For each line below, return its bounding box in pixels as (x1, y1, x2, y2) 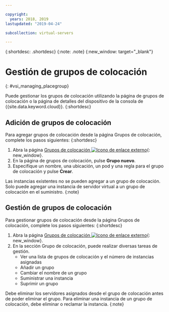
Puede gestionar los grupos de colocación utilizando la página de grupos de (5, 93, 164, 99)
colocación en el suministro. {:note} (5, 189, 79, 195)
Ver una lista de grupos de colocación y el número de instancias (20, 253, 154, 259)
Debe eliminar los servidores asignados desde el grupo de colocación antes (5, 290, 163, 296)
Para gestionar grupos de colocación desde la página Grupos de (5, 217, 140, 223)
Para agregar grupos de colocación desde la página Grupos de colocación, (5, 132, 162, 138)
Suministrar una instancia (20, 275, 73, 281)
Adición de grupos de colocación (5, 118, 111, 127)
